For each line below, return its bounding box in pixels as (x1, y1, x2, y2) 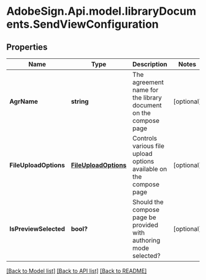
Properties (6, 42, 48, 52)
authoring (132, 236, 161, 244)
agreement (132, 78, 164, 87)
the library (132, 93, 162, 102)
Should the (132, 198, 164, 206)
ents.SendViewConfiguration (6, 17, 159, 31)
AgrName (9, 97, 39, 106)
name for (132, 86, 159, 94)
